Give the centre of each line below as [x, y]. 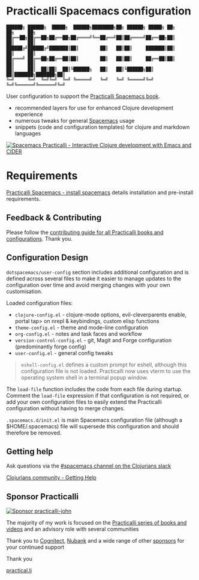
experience [29, 114]
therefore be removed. [34, 433]
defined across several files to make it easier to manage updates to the [94, 279]
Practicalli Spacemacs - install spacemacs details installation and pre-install [100, 192]
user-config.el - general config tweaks [64, 353]
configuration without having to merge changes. [66, 408]
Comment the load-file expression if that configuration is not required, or [98, 395]
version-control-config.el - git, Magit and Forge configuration [93, 340]
